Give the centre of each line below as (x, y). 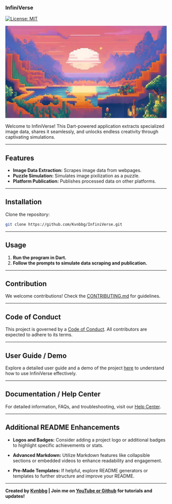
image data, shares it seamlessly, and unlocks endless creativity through (82, 132)
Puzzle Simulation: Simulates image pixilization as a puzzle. (76, 176)
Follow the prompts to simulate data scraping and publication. (80, 263)
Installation (24, 202)
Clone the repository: (28, 214)
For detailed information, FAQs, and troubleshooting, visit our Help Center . (83, 406)
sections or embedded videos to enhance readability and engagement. (87, 461)
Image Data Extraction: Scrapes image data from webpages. (77, 170)
